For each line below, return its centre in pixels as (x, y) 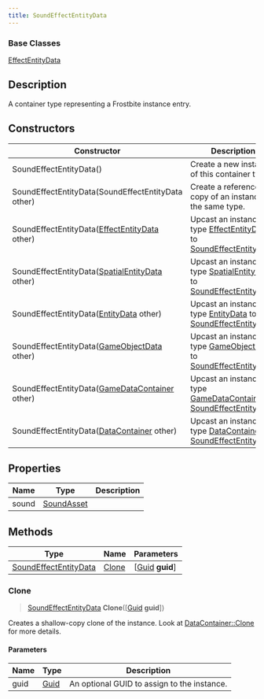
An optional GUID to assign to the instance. (148, 683)
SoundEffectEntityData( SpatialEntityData (87, 271)
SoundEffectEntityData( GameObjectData (87, 346)
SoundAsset (65, 504)
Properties (35, 468)
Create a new (214, 164)
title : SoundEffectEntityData (58, 15)
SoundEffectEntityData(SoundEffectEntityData (97, 191)
